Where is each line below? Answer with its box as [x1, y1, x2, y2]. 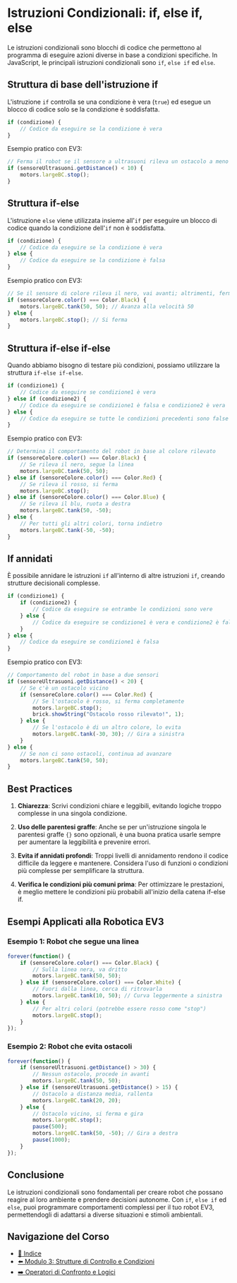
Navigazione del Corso [7, 1230, 109, 1243]
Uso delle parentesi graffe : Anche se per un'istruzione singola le [17, 823, 207, 831]
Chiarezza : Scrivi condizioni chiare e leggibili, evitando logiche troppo [17, 802, 222, 810]
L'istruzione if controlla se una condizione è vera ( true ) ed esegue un [7, 97, 212, 106]
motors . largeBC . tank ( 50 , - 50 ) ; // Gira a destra [32, 1130, 178, 1137]
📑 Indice [17, 1249, 42, 1258]
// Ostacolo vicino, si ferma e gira [32, 1110, 143, 1117]
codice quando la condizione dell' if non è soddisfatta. [7, 224, 166, 232]
